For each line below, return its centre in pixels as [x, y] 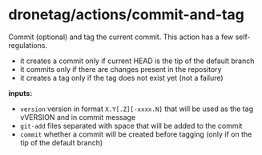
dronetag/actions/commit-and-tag [126, 15]
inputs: [20, 93]
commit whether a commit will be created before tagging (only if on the [136, 134]
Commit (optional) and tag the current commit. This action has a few [121, 37]
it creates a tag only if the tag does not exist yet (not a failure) [121, 77]
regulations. [28, 45]
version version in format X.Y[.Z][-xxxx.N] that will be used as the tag [137, 109]
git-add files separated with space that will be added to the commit [131, 125]
